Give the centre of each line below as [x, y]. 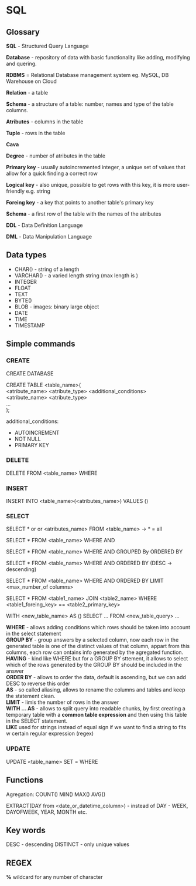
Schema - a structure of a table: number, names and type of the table [90, 104]
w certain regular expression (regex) [50, 734]
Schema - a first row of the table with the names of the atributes [84, 214]
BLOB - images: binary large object [57, 307]
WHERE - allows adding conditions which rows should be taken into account [98, 627]
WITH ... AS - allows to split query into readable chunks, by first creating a [96, 709]
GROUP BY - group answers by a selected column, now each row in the [92, 640]
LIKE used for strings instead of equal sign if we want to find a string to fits [96, 727]
